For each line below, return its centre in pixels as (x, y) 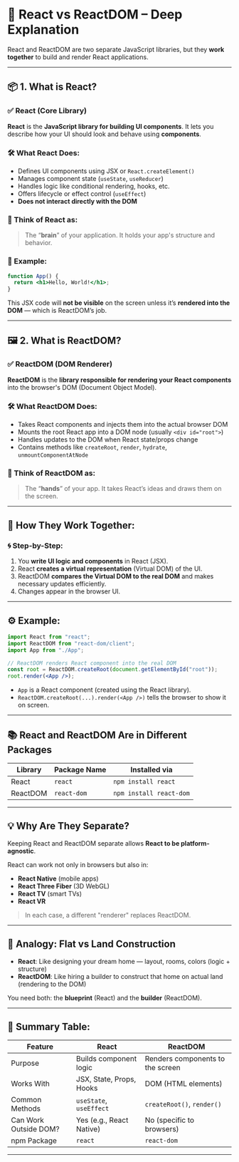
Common (26, 1100)
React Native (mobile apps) (58, 878)
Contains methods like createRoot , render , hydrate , (92, 447)
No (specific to (169, 1120)
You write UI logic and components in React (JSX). (93, 561)
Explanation (43, 30)
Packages (30, 750)
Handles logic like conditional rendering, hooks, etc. (94, 186)
